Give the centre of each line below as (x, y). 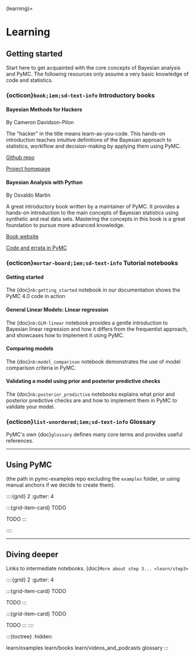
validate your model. (31, 407)
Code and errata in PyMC (36, 248)
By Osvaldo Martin (28, 195)
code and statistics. (30, 80)
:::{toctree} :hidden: (29, 636)
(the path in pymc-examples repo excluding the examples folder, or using (93, 479)
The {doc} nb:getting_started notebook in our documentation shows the (93, 290)
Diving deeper (32, 554)
